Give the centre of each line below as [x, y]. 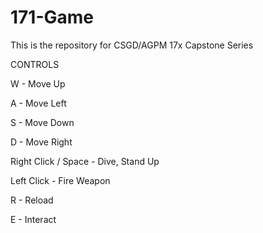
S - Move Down [42, 122]
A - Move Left [38, 103]
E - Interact [33, 219]
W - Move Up [38, 83]
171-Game [52, 17]
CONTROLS [35, 64]
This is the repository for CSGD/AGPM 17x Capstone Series [132, 45]
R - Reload [32, 200]
